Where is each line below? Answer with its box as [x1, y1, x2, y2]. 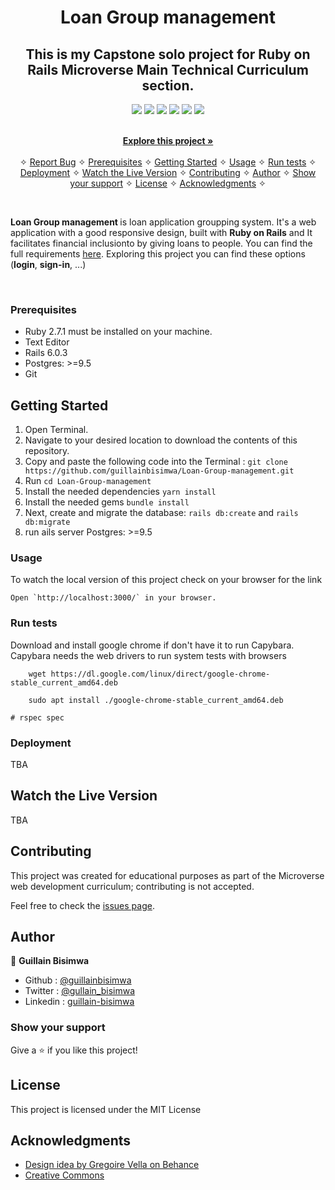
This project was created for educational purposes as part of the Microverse [10, 869, 325, 881]
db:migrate [24, 517, 71, 528]
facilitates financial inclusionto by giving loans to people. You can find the [10, 237, 313, 249]
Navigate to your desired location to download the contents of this [24, 434, 298, 446]
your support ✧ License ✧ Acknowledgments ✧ [69, 177, 267, 189]
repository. [24, 445, 70, 457]
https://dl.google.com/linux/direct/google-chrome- [50, 669, 271, 679]
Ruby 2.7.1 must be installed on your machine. [24, 326, 213, 338]
